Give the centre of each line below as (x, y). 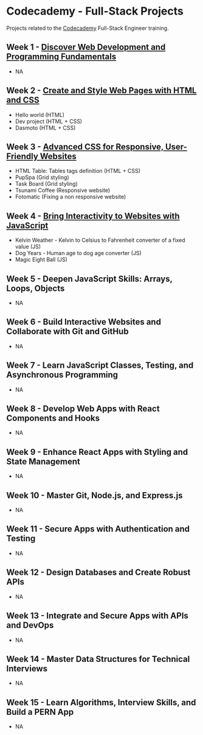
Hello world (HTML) (40, 114)
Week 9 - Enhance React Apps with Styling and (97, 452)
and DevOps (30, 625)
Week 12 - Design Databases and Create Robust (98, 573)
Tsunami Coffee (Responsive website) (63, 191)
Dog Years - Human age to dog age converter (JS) (78, 253)
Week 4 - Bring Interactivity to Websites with (93, 216)
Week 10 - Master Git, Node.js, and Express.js (95, 495)
